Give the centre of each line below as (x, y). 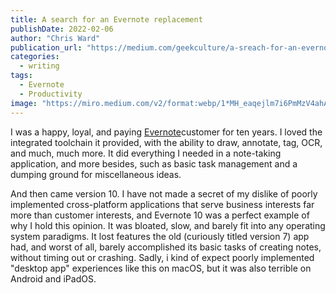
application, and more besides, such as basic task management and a (154, 163)
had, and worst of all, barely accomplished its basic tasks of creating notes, (166, 247)
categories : (35, 57)
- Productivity (51, 94)
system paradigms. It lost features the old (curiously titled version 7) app (160, 236)
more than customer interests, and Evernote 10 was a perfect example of (160, 215)
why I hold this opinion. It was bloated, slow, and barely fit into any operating (168, 225)
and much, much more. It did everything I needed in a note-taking (146, 153)
